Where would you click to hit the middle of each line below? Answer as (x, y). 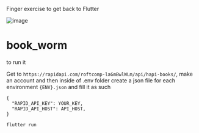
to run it (16, 62)
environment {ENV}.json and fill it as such (59, 87)
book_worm (37, 45)
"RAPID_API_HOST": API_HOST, (49, 109)
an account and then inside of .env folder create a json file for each (91, 80)
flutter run (21, 124)
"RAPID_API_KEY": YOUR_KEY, (48, 103)
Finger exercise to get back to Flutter (53, 9)
